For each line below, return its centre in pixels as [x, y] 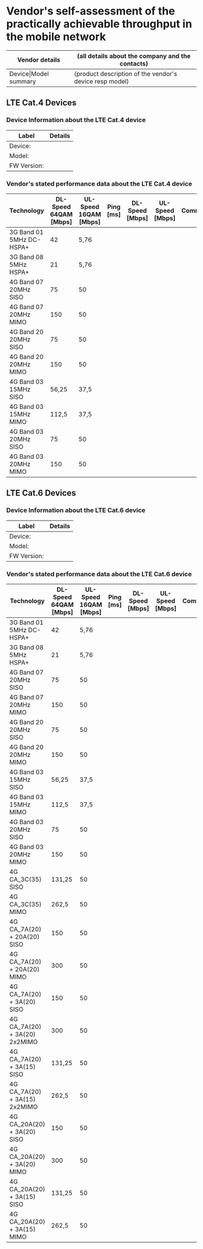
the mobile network [56, 37]
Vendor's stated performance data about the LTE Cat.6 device [99, 574]
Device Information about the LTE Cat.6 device [76, 510]
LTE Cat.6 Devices [41, 493]
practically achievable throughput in [99, 24]
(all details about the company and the [134, 56]
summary [23, 81]
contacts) [134, 63]
